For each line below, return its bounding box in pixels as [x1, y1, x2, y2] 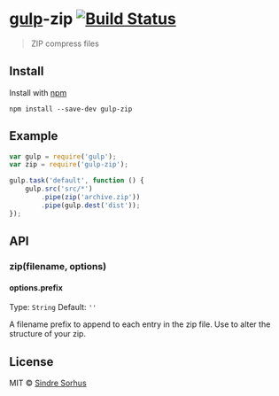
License [9, 354, 54, 369]
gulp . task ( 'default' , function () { [9, 176, 144, 185]
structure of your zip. [9, 329, 87, 339]
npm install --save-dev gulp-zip [9, 105, 133, 113]
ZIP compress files [30, 38, 99, 49]
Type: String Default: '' [9, 302, 97, 313]
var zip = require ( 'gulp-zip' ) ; [9, 160, 128, 169]
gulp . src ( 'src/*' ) [25, 184, 93, 194]
